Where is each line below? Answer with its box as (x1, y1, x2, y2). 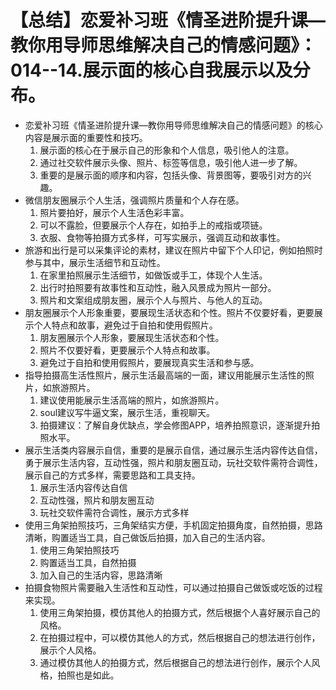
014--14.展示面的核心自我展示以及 (10, 59, 293, 82)
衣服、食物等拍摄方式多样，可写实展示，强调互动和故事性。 (39, 231, 286, 243)
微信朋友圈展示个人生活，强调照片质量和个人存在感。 (24, 194, 245, 206)
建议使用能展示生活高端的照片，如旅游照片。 (39, 394, 225, 406)
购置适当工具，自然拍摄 (39, 556, 137, 568)
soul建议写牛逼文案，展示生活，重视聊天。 (39, 406, 216, 418)
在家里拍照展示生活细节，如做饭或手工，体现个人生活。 (39, 269, 268, 281)
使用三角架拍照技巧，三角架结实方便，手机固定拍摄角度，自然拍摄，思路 (24, 519, 323, 531)
